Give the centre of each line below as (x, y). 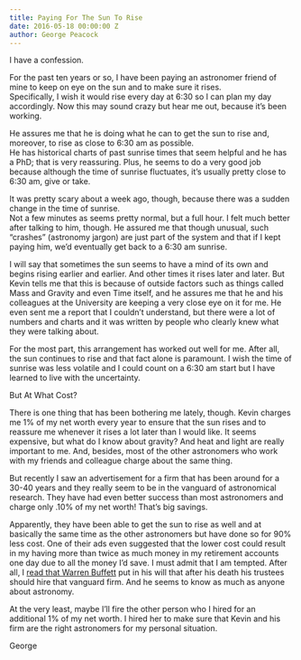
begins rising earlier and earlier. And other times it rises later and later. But (147, 274)
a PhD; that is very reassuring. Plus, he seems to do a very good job (135, 163)
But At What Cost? (44, 395)
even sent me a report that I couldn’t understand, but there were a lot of (142, 312)
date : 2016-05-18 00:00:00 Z (64, 26)
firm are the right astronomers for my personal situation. (114, 628)
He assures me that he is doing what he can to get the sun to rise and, (140, 134)
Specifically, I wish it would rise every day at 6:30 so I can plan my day (141, 97)
